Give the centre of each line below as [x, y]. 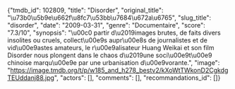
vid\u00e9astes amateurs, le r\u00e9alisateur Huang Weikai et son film [111, 48]
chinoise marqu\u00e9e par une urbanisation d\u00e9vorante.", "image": [114, 63]
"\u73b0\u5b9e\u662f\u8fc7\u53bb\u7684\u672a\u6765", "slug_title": [109, 18]
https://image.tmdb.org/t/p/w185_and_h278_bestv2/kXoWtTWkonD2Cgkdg [119, 70]
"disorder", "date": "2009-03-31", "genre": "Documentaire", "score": [107, 25]
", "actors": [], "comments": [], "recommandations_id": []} [137, 78]
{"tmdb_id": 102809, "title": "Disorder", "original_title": [85, 10]
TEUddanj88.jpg [31, 78]
